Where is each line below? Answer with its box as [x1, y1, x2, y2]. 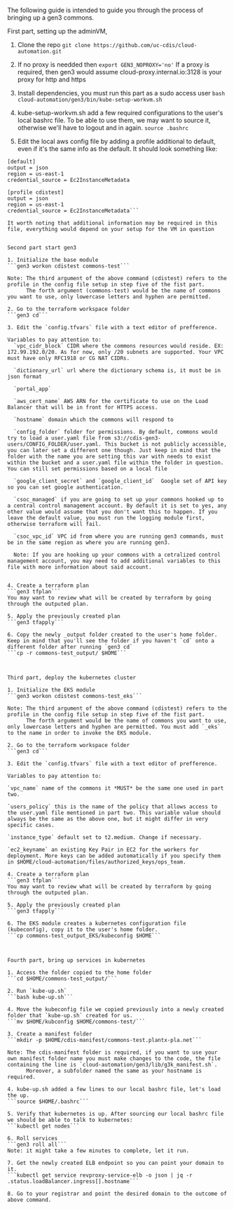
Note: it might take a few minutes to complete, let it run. [7, 1147, 190, 1154]
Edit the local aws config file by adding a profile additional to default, [17, 137, 216, 145]
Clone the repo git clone [17, 41, 91, 48]
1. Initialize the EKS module [7, 687, 96, 694]
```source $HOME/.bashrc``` [7, 1098, 90, 1105]
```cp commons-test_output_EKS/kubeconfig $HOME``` [7, 932, 161, 939]
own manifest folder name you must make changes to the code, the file [7, 1055, 221, 1062]
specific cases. [7, 821, 55, 828]
